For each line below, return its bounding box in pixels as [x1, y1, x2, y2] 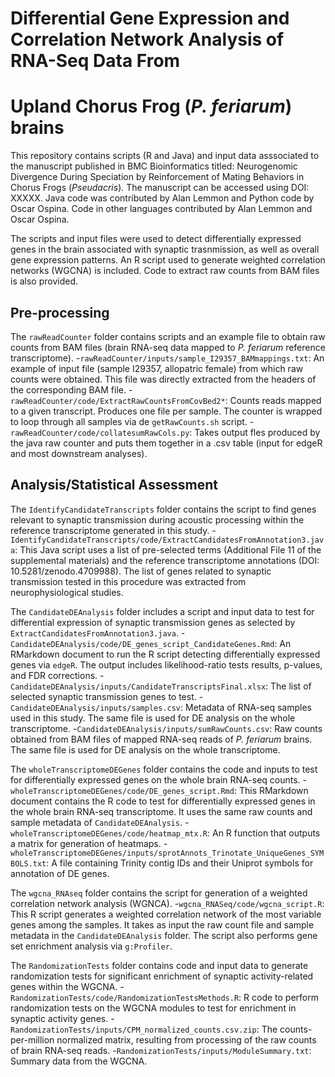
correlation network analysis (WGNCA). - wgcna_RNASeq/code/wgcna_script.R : [10, 897, 325, 909]
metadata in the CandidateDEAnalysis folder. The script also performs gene [10, 929, 318, 941]
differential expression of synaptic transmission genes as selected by [10, 616, 296, 628]
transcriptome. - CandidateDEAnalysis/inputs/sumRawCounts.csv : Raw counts [10, 722, 323, 734]
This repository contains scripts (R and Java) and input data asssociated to [10, 150, 320, 162]
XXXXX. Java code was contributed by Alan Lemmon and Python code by [10, 192, 315, 204]
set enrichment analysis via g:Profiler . [10, 940, 173, 952]
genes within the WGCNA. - [10, 980, 125, 992]
